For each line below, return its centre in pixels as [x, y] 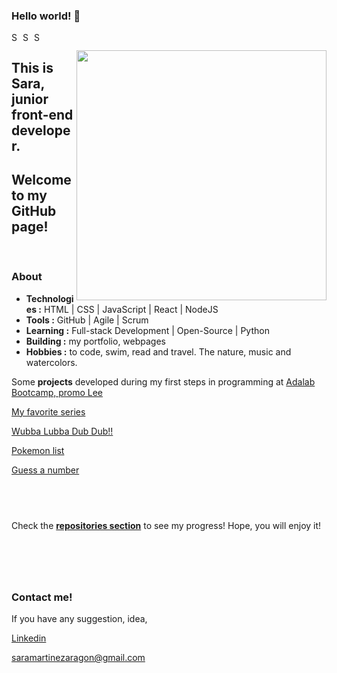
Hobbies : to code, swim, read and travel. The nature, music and [158, 351]
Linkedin [29, 638]
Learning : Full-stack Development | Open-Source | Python [147, 330]
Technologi [49, 298]
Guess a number [45, 470]
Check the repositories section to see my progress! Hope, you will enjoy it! [166, 525]
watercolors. [51, 362]
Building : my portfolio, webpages [96, 341]
